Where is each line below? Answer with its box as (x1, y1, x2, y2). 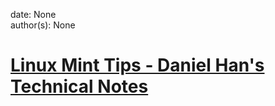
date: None (10, 9, 57, 20)
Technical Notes (10, 75, 149, 98)
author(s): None (10, 19, 76, 31)
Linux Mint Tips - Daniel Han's (10, 54, 265, 77)
